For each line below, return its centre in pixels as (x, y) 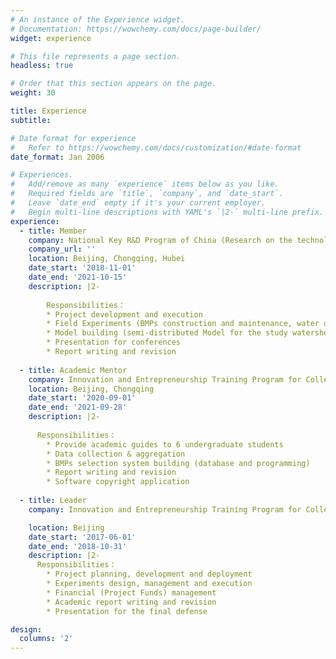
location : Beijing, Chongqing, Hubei (107, 259)
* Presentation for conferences (114, 342)
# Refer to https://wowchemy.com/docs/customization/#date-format (156, 147)
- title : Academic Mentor (73, 370)
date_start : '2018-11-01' (82, 268)
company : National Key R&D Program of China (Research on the (160, 240)
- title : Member (53, 231)
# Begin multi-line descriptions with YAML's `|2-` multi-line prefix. (167, 212)
